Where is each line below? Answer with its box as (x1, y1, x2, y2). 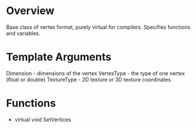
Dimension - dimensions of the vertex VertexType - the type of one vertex (6, 69, 185, 77)
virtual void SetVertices (14, 116, 72, 123)
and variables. (6, 29, 41, 36)
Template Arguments (6, 50, 112, 64)
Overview (6, 4, 55, 18)
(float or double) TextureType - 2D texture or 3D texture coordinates (6, 76, 171, 83)
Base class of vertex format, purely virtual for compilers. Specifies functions (6, 23, 191, 31)
